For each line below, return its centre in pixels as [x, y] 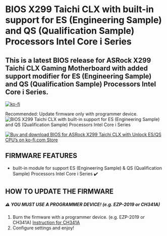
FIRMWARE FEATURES [41, 156]
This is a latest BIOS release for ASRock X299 [78, 60]
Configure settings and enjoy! [43, 228]
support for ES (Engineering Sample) [84, 20]
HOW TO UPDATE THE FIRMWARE [59, 192]
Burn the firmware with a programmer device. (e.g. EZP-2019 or [79, 217]
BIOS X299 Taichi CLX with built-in [80, 9]
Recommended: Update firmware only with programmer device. [71, 114]
